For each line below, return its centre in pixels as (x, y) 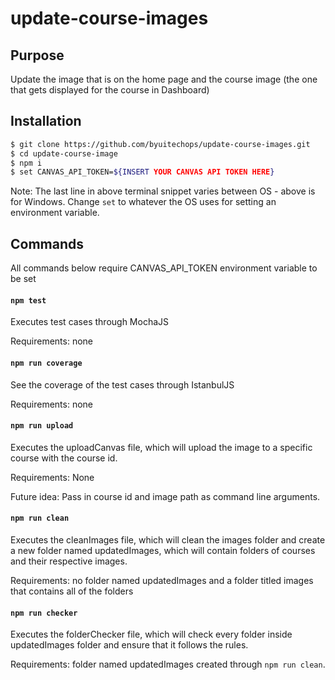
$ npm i (26, 163)
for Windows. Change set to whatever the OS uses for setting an (143, 202)
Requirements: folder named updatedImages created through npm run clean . (168, 664)
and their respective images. (69, 561)
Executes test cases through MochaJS (90, 322)
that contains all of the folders (72, 591)
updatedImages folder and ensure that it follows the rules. (129, 645)
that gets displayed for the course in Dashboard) (110, 90)
